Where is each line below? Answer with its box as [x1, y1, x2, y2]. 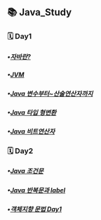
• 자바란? [7, 52, 32, 60]
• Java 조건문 [7, 167, 44, 175]
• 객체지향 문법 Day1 [7, 205, 62, 214]
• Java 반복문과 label [7, 186, 66, 194]
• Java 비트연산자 [7, 127, 55, 136]
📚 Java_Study [7, 6, 72, 18]
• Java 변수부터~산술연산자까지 [7, 89, 93, 98]
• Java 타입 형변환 [7, 108, 57, 117]
